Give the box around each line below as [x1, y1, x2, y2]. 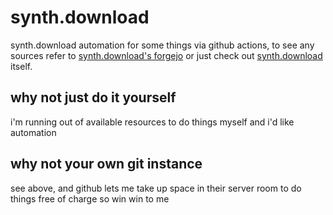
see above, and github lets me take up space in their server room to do [10, 182, 302, 194]
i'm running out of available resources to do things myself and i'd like [10, 116, 295, 128]
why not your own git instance [10, 156, 203, 173]
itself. [10, 60, 33, 72]
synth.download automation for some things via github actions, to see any [10, 39, 315, 51]
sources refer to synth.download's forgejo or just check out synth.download [10, 49, 323, 61]
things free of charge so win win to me [10, 192, 170, 205]
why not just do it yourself [10, 89, 177, 106]
